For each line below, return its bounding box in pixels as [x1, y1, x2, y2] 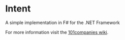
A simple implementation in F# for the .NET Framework [5, 19, 120, 25]
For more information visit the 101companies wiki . [5, 29, 109, 35]
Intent [5, 3, 31, 14]
